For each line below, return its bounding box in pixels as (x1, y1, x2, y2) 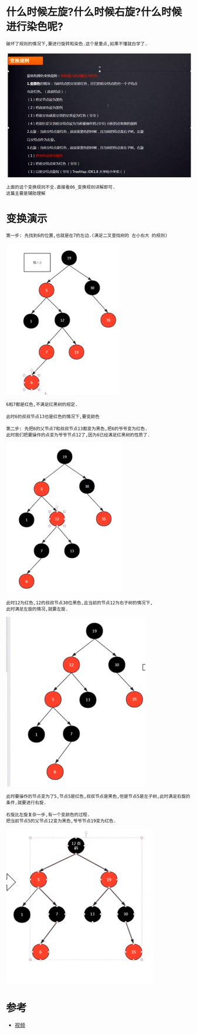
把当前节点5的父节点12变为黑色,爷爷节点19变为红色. (6, 818, 116, 824)
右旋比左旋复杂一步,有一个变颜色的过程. (6, 812, 90, 818)
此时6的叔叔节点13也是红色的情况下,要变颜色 (6, 414, 100, 420)
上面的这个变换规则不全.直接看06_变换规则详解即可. (6, 184, 116, 191)
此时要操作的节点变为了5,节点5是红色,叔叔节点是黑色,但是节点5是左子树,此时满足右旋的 (6, 794, 191, 799)
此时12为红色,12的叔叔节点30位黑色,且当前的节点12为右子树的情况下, (6, 600, 153, 606)
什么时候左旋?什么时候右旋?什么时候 (6, 5, 182, 19)
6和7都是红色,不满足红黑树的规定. (6, 402, 78, 408)
